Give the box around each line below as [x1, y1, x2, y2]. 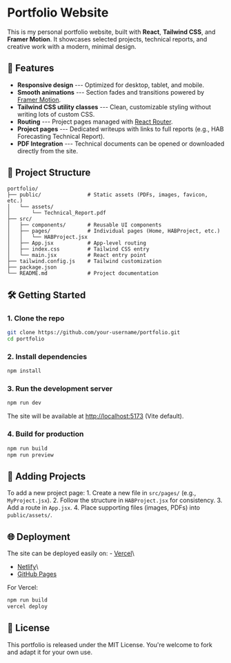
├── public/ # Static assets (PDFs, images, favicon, [7, 191, 208, 198]
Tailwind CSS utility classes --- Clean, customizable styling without [17, 102, 212, 111]
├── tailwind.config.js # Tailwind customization [7, 258, 162, 265]
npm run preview [7, 451, 54, 459]
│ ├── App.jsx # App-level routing [7, 240, 147, 247]
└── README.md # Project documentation [7, 269, 159, 277]
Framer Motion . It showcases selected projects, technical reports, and [7, 35, 208, 43]
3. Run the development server [7, 384, 113, 394]
